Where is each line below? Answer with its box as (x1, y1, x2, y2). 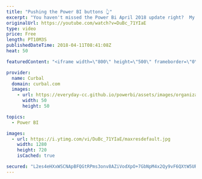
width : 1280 (17, 142, 47, 148)
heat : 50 (6, 48, 28, 54)
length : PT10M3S (6, 37, 47, 43)
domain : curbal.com (11, 80, 61, 87)
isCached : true (17, 153, 55, 159)
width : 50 (22, 97, 47, 104)
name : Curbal (11, 75, 44, 81)
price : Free (6, 31, 36, 37)
